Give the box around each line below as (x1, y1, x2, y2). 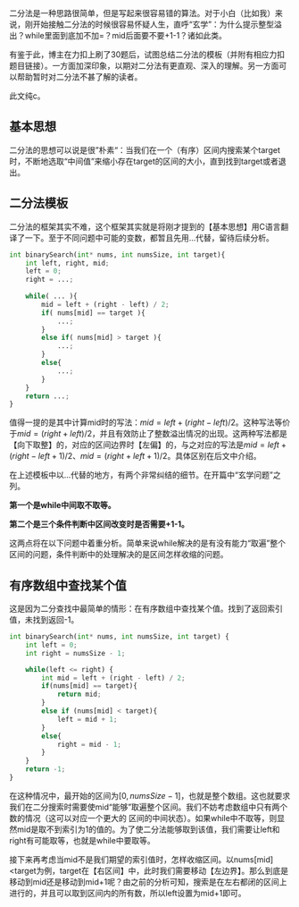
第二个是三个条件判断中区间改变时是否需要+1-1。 (9, 519, 190, 530)
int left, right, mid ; (25, 259, 110, 267)
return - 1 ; (25, 765, 66, 774)
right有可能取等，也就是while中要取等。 (9, 835, 155, 845)
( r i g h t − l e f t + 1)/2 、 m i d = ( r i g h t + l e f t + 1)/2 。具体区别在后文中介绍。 (9, 451, 262, 462)
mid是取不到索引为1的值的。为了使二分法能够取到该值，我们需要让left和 (16, 824, 280, 835)
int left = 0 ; (25, 640, 78, 649)
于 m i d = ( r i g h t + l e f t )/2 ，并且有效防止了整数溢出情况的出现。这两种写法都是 (9, 428, 288, 439)
